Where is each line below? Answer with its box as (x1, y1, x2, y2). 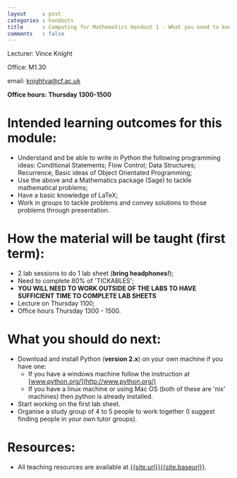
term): (7, 246, 44, 262)
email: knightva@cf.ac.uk (7, 77, 81, 85)
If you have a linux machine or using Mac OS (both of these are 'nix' (28, 385, 226, 393)
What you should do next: (7, 331, 162, 347)
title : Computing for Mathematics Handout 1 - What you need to (7, 23, 219, 30)
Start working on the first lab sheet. (17, 400, 121, 408)
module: (7, 130, 57, 146)
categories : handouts (7, 17, 74, 24)
